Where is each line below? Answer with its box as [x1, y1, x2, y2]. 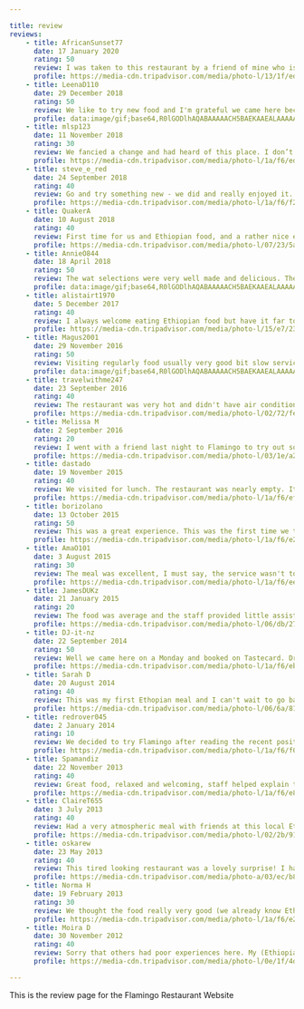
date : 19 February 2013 [33, 889, 124, 898]
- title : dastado [25, 460, 91, 469]
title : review [9, 21, 63, 30]
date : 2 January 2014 [33, 721, 116, 730]
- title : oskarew [25, 839, 91, 848]
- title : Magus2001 [25, 333, 100, 343]
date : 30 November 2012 [33, 931, 124, 941]
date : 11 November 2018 [33, 131, 124, 141]
